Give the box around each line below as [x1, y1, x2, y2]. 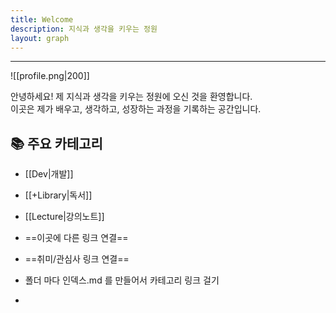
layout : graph [10, 33, 70, 43]
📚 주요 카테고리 [10, 135, 103, 152]
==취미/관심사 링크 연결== [24, 253, 130, 265]
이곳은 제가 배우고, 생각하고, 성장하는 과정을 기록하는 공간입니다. [10, 103, 262, 115]
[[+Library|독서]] [24, 189, 93, 201]
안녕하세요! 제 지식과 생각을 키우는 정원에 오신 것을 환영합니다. [10, 91, 253, 103]
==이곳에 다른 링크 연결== [24, 232, 129, 244]
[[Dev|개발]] [24, 168, 74, 180]
